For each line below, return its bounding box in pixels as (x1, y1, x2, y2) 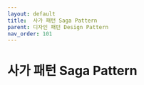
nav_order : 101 (7, 30, 53, 38)
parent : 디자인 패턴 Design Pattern (7, 23, 109, 30)
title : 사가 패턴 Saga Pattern (7, 17, 98, 24)
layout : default (7, 10, 56, 18)
